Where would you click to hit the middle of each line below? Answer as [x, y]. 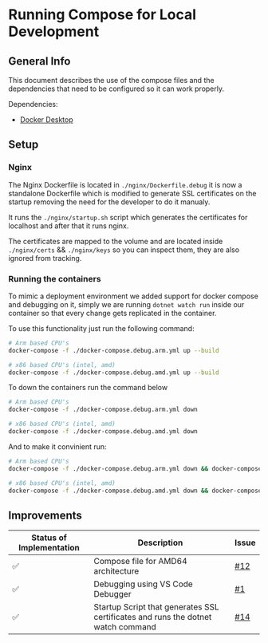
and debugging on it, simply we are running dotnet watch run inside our [126, 304]
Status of [49, 538]
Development [54, 32]
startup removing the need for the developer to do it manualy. [109, 202]
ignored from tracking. [45, 258]
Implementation [49, 548]
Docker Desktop [46, 120]
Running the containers [55, 278]
